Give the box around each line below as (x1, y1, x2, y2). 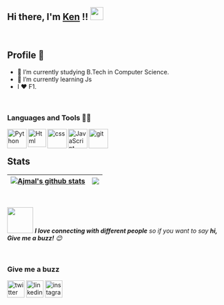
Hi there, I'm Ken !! (7, 11, 88, 23)
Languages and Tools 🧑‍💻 (7, 113, 92, 123)
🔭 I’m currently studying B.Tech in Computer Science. (17, 67, 170, 76)
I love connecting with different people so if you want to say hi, (34, 227, 218, 235)
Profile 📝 (7, 50, 45, 61)
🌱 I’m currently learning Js (17, 75, 92, 83)
